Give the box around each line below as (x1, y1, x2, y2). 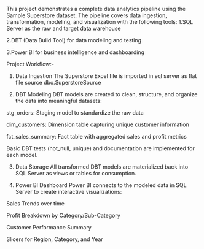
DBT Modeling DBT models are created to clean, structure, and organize (15, 91, 198, 98)
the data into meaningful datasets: (15, 98, 103, 104)
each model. (6, 151, 38, 158)
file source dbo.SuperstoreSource (15, 79, 101, 86)
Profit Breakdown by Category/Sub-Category (6, 212, 121, 219)
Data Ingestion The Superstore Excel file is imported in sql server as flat (15, 72, 197, 79)
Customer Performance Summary (6, 224, 92, 231)
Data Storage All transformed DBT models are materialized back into (15, 163, 189, 170)
